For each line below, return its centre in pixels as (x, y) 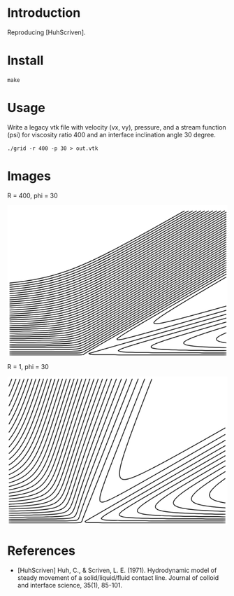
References (41, 551)
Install (25, 61)
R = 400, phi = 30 (32, 195)
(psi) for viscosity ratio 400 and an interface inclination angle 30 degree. (112, 134)
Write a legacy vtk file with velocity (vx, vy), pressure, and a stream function (117, 127)
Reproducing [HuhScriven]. (46, 32)
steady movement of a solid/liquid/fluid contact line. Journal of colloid (118, 578)
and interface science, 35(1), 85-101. (70, 585)
